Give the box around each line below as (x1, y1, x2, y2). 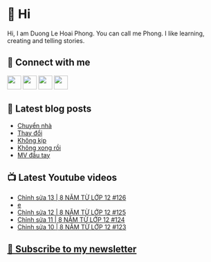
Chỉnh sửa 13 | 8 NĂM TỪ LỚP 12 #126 (17, 193, 127, 202)
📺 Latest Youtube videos (7, 171, 118, 183)
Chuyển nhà (17, 121, 52, 130)
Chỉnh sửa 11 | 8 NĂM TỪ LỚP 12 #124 (17, 216, 125, 224)
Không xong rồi (17, 143, 62, 152)
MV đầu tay (17, 150, 51, 159)
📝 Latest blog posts (7, 103, 92, 115)
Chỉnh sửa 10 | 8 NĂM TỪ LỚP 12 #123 (17, 223, 127, 232)
